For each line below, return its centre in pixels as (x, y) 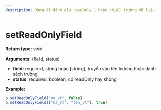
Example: (15, 89)
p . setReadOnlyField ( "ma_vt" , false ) (44, 98)
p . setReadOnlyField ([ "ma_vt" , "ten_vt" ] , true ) (56, 103)
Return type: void (24, 49)
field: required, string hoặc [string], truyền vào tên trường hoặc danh (84, 68)
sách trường (25, 74)
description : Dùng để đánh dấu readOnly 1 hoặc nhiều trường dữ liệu (80, 10)
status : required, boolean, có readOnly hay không (65, 79)
